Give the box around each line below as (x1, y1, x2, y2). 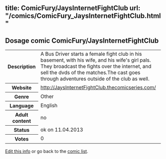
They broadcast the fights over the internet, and (40, 63, 152, 70)
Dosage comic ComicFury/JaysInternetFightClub (5, 36, 159, 45)
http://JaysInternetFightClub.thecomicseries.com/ (40, 84, 156, 91)
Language (9, 102, 34, 109)
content (12, 117, 31, 124)
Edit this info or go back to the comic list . (5, 148, 88, 154)
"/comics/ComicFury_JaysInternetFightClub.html (5, 12, 161, 20)
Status (14, 126, 30, 133)
